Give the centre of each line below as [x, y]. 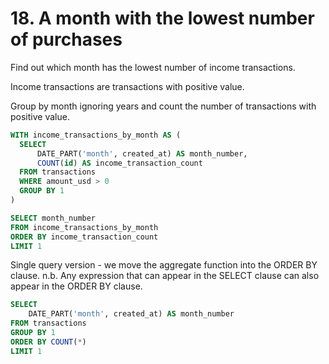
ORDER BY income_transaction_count [84, 237]
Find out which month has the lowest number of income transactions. [153, 67]
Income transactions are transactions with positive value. [127, 86]
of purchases [66, 39]
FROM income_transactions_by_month [84, 227]
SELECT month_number [53, 218]
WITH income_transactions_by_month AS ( [96, 135]
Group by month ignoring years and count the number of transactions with [163, 106]
